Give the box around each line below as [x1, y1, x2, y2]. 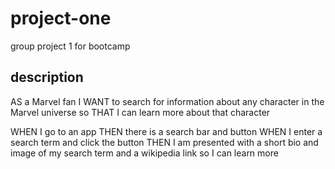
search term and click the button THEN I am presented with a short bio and [10, 136, 319, 148]
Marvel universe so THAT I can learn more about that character [10, 106, 271, 118]
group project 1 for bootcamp [10, 40, 131, 52]
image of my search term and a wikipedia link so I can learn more [10, 147, 279, 159]
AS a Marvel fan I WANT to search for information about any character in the [10, 95, 325, 107]
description [10, 69, 84, 86]
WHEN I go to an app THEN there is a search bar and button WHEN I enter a [10, 125, 323, 137]
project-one [10, 7, 112, 30]
